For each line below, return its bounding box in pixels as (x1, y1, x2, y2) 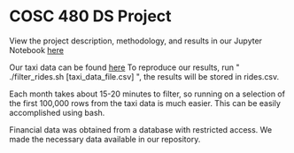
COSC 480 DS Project (9, 6, 172, 27)
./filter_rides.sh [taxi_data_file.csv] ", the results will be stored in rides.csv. (9, 71, 280, 81)
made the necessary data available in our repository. (9, 134, 201, 144)
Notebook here (9, 44, 65, 55)
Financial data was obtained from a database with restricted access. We (9, 124, 273, 134)
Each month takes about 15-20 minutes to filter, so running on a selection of (9, 88, 286, 99)
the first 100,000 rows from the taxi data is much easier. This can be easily (9, 97, 282, 108)
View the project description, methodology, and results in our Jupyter (9, 35, 263, 46)
